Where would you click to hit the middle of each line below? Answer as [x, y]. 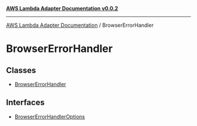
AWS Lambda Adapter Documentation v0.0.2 [62, 8]
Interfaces [26, 102]
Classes [21, 70]
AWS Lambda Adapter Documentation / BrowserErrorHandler [80, 25]
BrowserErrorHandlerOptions [50, 117]
